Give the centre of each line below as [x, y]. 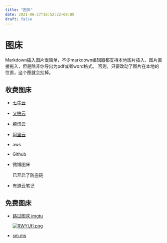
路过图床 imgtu [28, 216]
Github [19, 154]
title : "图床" [19, 10]
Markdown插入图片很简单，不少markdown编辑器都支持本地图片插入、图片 [82, 60]
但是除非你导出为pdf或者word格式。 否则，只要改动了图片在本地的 [91, 66]
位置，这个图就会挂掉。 [29, 72]
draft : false [19, 19]
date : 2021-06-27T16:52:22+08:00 [40, 14]
